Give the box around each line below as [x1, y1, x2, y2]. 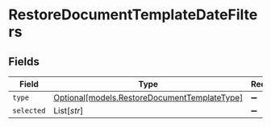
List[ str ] [53, 105, 84, 116]
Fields [8, 55, 40, 68]
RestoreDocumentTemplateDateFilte [8, 6, 258, 24]
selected [12, 106, 46, 115]
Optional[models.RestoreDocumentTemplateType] [53, 92, 244, 103]
